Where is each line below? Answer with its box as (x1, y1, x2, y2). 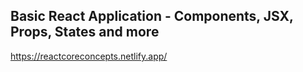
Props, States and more (10, 24, 160, 41)
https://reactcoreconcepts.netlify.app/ (10, 50, 168, 62)
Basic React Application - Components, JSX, (10, 8, 294, 25)
